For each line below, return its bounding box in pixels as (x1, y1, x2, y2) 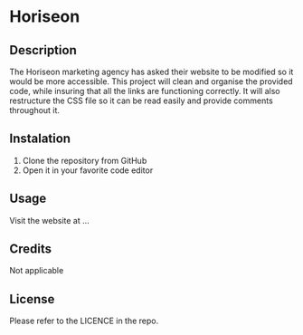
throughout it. (9, 105, 61, 115)
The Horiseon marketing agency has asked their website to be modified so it (9, 66, 294, 77)
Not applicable (9, 265, 64, 276)
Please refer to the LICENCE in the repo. (9, 315, 159, 327)
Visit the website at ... (9, 215, 90, 225)
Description (9, 43, 77, 58)
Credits (9, 242, 52, 257)
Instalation (9, 131, 71, 147)
